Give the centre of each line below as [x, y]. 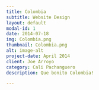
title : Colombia [26, 12]
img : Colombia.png [29, 39]
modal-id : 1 [21, 28]
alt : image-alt [25, 51]
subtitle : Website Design [38, 17]
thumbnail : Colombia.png [37, 45]
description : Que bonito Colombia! [50, 73]
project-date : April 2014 [38, 56]
